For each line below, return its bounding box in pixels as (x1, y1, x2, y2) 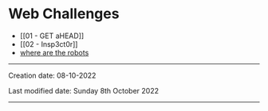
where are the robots (19, 48, 89, 57)
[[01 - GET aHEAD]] (19, 31, 85, 40)
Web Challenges (8, 5, 120, 23)
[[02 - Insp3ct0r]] (19, 39, 78, 48)
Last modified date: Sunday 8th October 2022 (8, 86, 160, 95)
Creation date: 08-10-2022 (8, 71, 97, 80)
